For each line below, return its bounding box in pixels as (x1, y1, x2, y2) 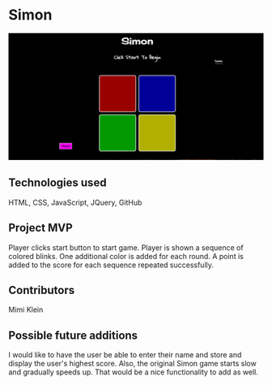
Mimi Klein (8, 305, 44, 314)
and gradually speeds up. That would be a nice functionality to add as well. (8, 367, 259, 377)
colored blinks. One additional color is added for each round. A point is (8, 251, 244, 261)
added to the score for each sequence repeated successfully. (8, 260, 215, 270)
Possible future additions (8, 328, 138, 342)
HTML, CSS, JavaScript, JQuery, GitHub (8, 197, 142, 207)
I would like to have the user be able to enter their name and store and (8, 350, 242, 360)
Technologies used (8, 176, 107, 190)
